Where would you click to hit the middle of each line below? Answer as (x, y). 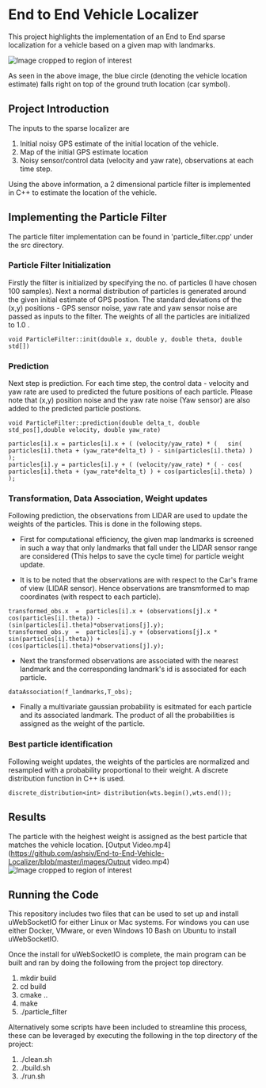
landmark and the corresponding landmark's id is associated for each (133, 669)
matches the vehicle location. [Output (69, 845)
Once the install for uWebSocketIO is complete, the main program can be (127, 954)
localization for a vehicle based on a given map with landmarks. (112, 44)
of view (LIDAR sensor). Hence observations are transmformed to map (135, 589)
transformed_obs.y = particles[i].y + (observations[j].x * (113, 632)
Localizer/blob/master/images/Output (69, 861)
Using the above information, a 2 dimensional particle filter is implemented (129, 184)
